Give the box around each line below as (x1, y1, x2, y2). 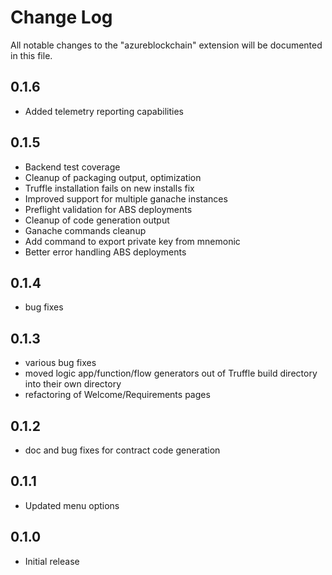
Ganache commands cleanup (24, 224, 147, 236)
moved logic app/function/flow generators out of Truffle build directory (24, 367, 318, 380)
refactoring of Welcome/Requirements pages (24, 389, 211, 401)
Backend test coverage (24, 161, 121, 173)
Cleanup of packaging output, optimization (24, 171, 202, 183)
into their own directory (24, 378, 122, 390)
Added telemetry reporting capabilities (24, 105, 184, 117)
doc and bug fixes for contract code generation (24, 444, 221, 456)
